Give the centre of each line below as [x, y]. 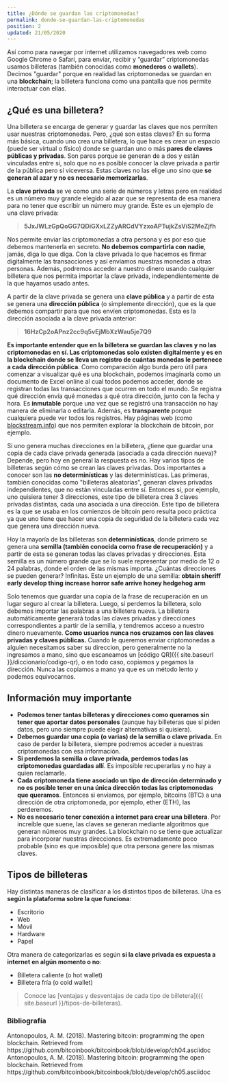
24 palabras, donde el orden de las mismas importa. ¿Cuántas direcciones [112, 569]
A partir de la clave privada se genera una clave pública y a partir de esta [111, 296]
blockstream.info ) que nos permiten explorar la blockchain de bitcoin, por [110, 426]
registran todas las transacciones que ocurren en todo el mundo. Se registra [114, 389]
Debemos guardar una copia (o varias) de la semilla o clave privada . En [119, 736]
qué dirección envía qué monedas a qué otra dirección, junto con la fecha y [113, 396]
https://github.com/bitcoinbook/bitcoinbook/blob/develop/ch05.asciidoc [109, 1072]
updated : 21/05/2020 [37, 33]
